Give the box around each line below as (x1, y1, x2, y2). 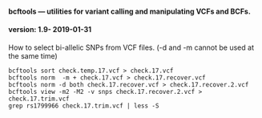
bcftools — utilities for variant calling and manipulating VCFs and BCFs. (8, 6, 251, 16)
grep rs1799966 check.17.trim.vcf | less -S (8, 101, 159, 110)
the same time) (8, 51, 58, 60)
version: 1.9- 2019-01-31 (8, 25, 92, 35)
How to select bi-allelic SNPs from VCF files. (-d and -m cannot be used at (8, 43, 255, 52)
